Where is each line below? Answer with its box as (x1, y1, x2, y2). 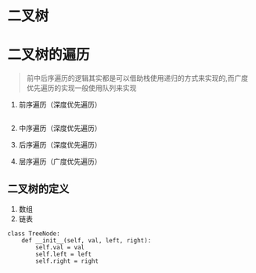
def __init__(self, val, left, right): (21, 236, 152, 244)
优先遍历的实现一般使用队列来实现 (26, 83, 137, 93)
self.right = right (35, 257, 99, 265)
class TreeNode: (7, 229, 60, 238)
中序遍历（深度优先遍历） (18, 123, 102, 133)
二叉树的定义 (7, 182, 70, 195)
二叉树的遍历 (7, 46, 91, 64)
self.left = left (35, 250, 92, 258)
